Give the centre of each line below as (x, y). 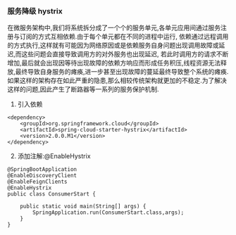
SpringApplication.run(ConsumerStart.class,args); (108, 212)
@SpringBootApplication (42, 170)
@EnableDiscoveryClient (42, 176)
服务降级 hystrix (35, 11)
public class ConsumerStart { (52, 194)
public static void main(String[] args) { (83, 207)
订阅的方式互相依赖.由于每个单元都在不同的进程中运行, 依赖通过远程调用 (124, 37)
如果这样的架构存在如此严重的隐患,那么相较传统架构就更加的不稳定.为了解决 (117, 81)
